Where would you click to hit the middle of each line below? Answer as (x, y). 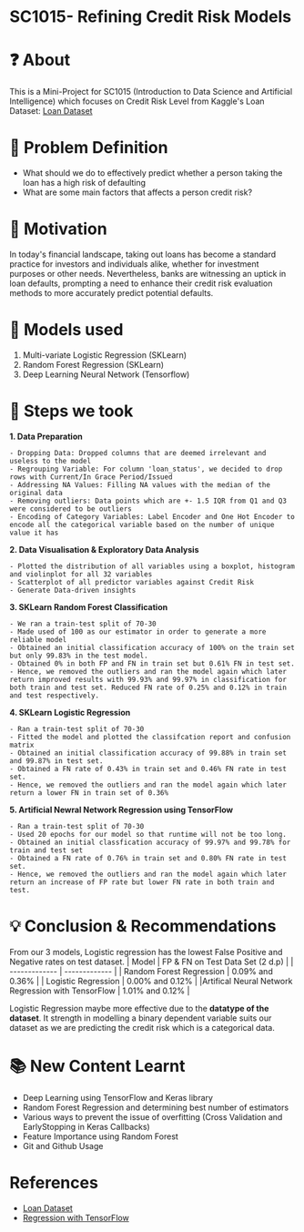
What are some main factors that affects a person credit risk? (137, 192)
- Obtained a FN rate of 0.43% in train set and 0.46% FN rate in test (148, 769)
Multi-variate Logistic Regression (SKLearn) (105, 355)
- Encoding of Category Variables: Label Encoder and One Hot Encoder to (152, 516)
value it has (34, 533)
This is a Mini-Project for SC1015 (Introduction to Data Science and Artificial (151, 92)
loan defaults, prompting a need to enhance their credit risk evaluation (141, 283)
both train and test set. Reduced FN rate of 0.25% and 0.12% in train (148, 687)
